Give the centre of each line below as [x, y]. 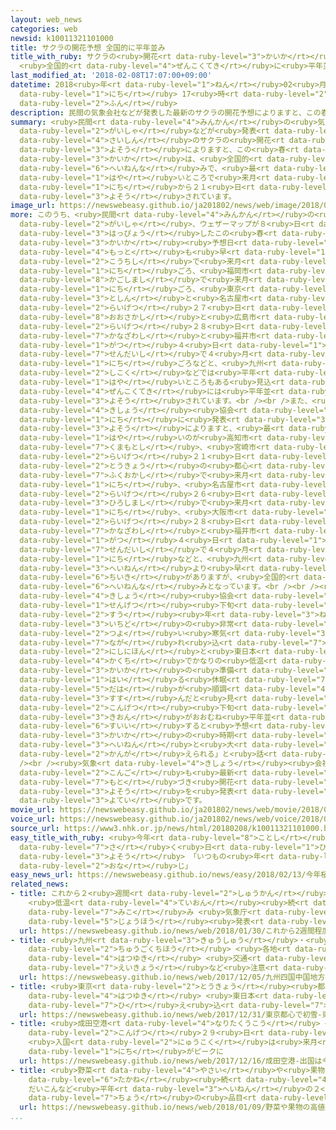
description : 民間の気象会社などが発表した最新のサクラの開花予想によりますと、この [166, 112]
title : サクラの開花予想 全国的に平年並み [88, 47]
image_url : [33, 206]
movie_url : [33, 810]
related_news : [40, 884]
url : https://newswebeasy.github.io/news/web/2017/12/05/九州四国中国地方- [174, 977]
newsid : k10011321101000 [62, 38]
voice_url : [33, 819]
